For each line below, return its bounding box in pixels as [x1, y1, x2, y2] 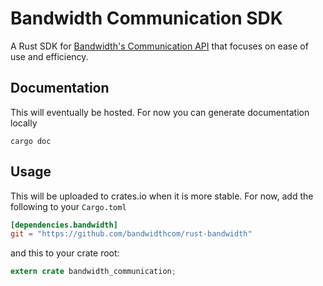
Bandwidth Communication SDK [10, 7, 283, 30]
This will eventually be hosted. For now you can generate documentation [10, 106, 310, 118]
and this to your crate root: [10, 247, 120, 259]
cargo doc [10, 136, 52, 146]
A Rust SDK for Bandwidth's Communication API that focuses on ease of [10, 40, 309, 52]
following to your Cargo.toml [10, 200, 127, 212]
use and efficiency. [10, 50, 89, 62]
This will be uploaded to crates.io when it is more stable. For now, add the [10, 190, 314, 202]
